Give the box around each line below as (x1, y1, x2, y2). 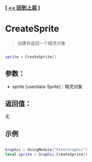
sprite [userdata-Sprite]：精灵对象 (12, 83, 83, 89)
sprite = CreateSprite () (5, 54, 57, 59)
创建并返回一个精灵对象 (17, 40, 66, 46)
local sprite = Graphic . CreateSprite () (5, 152, 88, 157)
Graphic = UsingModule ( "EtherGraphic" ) (5, 148, 88, 153)
